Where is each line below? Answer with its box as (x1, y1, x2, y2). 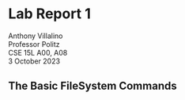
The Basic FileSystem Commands (8, 79, 177, 93)
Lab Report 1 (8, 5, 91, 23)
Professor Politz (8, 39, 61, 48)
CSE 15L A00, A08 (8, 48, 68, 57)
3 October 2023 (8, 56, 61, 66)
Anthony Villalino (8, 31, 63, 40)
